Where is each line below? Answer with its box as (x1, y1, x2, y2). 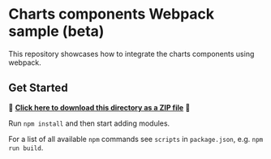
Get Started (8, 81, 68, 95)
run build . (8, 143, 44, 153)
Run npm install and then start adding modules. (8, 118, 170, 128)
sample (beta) (8, 22, 105, 41)
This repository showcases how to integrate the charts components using (8, 49, 255, 58)
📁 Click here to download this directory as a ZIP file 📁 (8, 102, 191, 112)
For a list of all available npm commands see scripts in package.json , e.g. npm (8, 134, 264, 144)
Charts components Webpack (8, 5, 215, 24)
